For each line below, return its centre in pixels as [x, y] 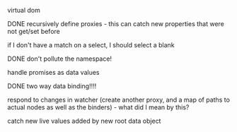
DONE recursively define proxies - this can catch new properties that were [116, 24]
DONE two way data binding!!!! [52, 86]
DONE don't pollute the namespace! [59, 59]
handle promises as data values [53, 72]
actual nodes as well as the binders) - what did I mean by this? [98, 107]
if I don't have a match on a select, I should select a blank [91, 45]
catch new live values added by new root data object [84, 121]
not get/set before [34, 31]
